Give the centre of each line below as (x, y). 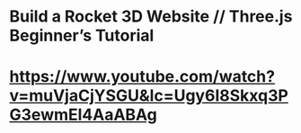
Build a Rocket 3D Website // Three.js (151, 17)
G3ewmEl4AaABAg (83, 115)
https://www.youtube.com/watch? (142, 77)
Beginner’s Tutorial (82, 35)
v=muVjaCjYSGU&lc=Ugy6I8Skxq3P (149, 96)
